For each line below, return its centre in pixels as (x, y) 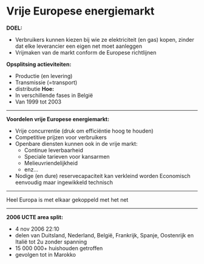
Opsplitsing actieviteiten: (39, 64)
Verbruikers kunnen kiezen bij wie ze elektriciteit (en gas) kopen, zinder (104, 39)
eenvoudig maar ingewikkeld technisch (64, 182)
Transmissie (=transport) (46, 82)
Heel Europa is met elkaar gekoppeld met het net (67, 200)
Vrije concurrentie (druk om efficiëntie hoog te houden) (84, 131)
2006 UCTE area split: (35, 217)
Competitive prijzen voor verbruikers (61, 137)
